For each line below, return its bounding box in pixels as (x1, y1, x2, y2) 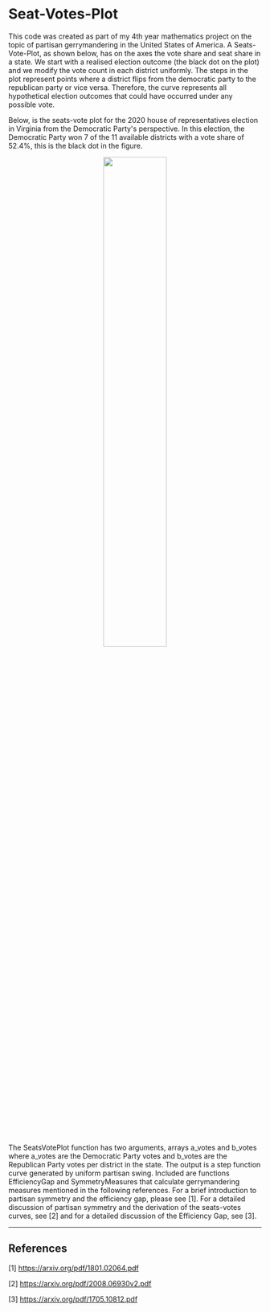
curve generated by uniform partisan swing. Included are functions (8, 1168, 231, 1178)
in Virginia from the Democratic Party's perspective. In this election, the (8, 124, 245, 133)
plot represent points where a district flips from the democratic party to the (8, 74, 257, 84)
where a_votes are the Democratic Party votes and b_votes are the (8, 1151, 227, 1161)
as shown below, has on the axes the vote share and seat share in (43, 48, 261, 58)
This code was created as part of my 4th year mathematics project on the (8, 31, 252, 41)
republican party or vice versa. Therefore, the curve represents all (8, 82, 227, 92)
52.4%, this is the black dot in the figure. (8, 141, 143, 150)
